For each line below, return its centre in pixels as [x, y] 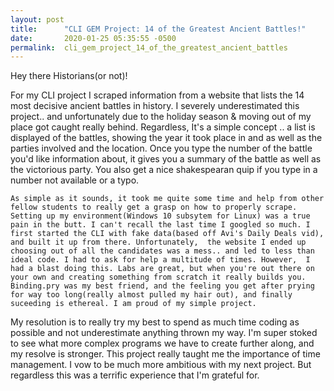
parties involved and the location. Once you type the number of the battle [161, 148]
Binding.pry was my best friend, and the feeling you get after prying [162, 286]
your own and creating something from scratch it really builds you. [158, 277]
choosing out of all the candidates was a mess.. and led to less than [162, 251]
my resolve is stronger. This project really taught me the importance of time [165, 354]
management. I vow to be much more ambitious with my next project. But [161, 365]
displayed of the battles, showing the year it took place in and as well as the [166, 138]
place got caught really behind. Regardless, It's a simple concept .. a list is [163, 127]
